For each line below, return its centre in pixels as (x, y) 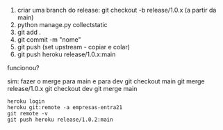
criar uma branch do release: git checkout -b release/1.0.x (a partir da (117, 10)
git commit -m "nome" (49, 40)
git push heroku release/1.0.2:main (60, 120)
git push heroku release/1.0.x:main (66, 54)
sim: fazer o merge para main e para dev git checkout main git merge (106, 81)
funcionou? (23, 68)
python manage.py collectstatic (62, 25)
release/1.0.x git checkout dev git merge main (72, 89)
